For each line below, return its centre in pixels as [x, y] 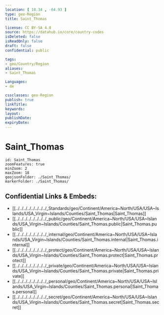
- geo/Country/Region [27, 64]
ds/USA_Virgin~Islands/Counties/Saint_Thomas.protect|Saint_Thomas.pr [85, 255]
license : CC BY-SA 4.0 [28, 27]
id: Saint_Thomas [23, 160]
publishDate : [18, 118]
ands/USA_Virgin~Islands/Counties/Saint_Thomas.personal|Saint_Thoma [85, 286]
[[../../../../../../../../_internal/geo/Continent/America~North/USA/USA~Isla [85, 234]
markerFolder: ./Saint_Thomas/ [37, 181]
